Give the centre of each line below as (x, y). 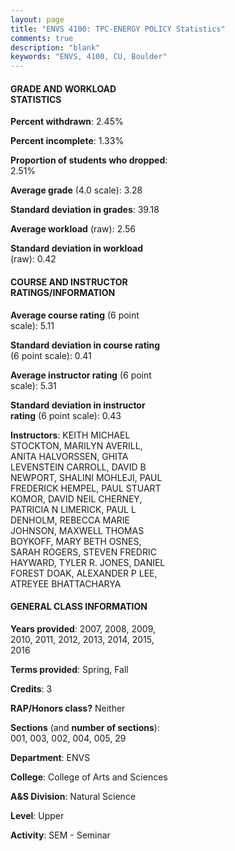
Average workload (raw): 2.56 (73, 229)
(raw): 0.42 (33, 259)
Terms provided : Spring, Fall (69, 669)
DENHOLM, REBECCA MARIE (70, 520)
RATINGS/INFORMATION (63, 292)
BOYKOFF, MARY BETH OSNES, (76, 541)
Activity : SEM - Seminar (60, 835)
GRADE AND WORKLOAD (63, 88)
